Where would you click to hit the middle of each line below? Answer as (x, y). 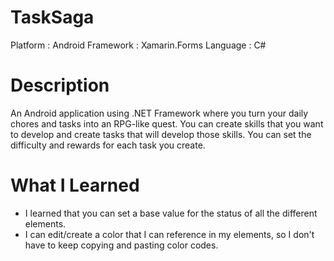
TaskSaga (52, 17)
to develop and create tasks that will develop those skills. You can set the (161, 134)
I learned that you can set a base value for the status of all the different (171, 213)
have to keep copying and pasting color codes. (121, 245)
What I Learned (75, 185)
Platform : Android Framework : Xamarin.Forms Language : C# (138, 45)
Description (60, 85)
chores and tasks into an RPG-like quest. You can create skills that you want (167, 123)
